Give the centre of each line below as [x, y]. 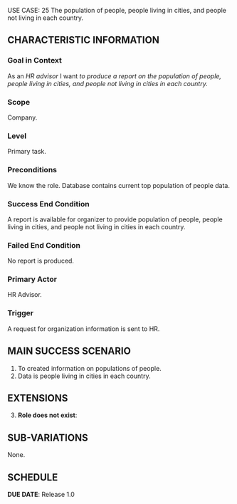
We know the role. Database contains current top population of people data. [118, 185]
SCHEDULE [33, 477]
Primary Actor [32, 279]
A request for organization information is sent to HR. [84, 329]
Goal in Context [35, 61]
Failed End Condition [44, 245]
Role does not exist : [47, 415]
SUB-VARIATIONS [48, 437]
